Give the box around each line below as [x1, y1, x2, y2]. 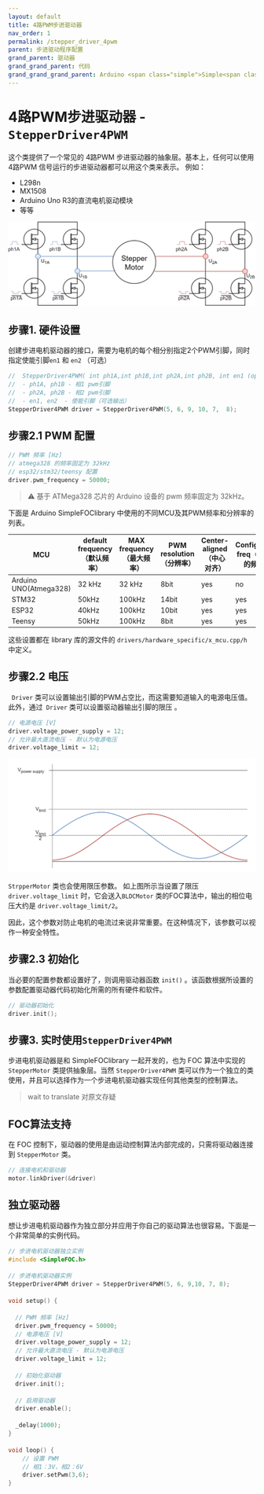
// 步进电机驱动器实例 [8, 1272, 72, 1280]
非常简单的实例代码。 [14, 1231, 84, 1240]
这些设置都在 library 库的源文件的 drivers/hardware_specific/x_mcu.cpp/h [8, 635, 247, 644]
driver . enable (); [15, 1404, 72, 1413]
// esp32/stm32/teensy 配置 [8, 468, 98, 476]
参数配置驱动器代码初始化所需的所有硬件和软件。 [8, 984, 167, 994]
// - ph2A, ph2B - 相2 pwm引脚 [8, 389, 111, 397]
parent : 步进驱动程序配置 [8, 46, 84, 54]
